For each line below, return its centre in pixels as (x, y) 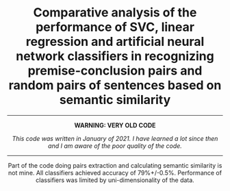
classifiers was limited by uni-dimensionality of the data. (115, 180)
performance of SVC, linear (115, 27)
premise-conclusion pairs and (115, 71)
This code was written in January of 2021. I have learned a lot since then (115, 138)
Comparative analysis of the (115, 13)
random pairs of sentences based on (115, 85)
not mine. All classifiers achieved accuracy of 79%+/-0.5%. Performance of (115, 173)
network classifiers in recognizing (115, 56)
